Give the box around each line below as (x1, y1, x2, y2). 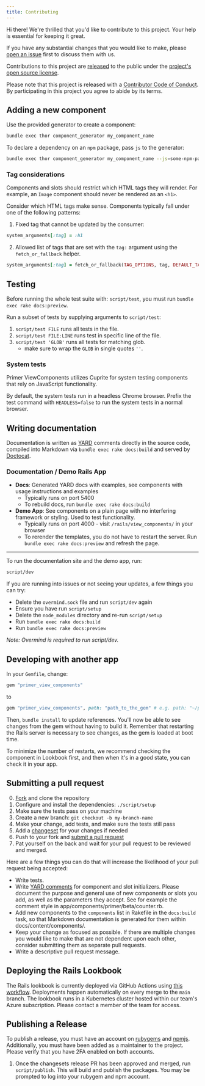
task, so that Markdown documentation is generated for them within (15, 915, 186, 923)
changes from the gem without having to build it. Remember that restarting (6, 722, 194, 730)
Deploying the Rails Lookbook (6, 966, 122, 976)
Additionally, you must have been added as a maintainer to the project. (6, 1041, 184, 1049)
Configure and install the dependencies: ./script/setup (15, 801, 156, 808)
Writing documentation (6, 423, 96, 433)
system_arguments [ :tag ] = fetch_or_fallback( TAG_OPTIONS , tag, (6, 262, 171, 268)
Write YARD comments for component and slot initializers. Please (15, 882, 179, 890)
